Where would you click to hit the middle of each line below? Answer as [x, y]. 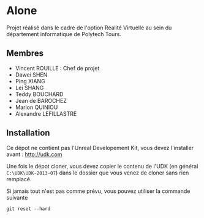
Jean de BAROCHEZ [41, 100]
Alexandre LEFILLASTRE [46, 113]
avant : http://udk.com [34, 154]
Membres [25, 54]
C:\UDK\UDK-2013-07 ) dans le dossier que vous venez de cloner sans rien [98, 173]
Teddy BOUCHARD [39, 94]
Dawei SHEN [31, 75]
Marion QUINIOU [36, 107]
